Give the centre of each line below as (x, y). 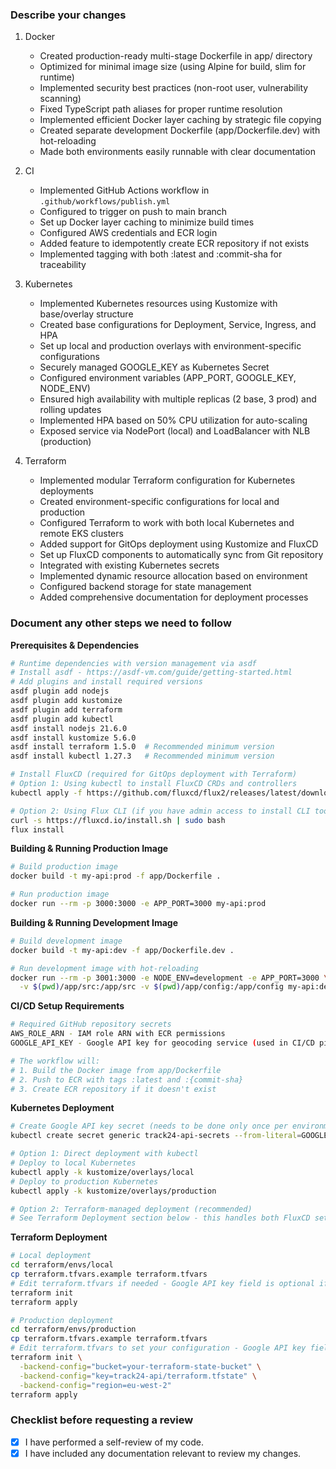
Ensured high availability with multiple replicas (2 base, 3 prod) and (178, 399)
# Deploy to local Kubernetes (73, 1163)
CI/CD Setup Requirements (67, 1006)
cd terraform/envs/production (73, 1329)
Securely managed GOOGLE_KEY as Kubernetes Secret (154, 367)
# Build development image (66, 941)
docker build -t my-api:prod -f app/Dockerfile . (116, 876)
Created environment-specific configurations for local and (159, 502)
